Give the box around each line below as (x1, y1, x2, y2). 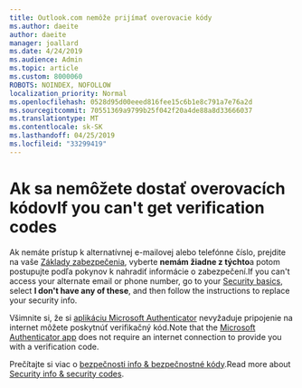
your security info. (9, 295, 78, 306)
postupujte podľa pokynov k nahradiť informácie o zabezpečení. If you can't (9, 266, 290, 277)
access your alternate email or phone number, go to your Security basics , (9, 275, 283, 286)
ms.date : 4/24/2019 (9, 47, 83, 56)
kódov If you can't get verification (9, 197, 265, 218)
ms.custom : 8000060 (9, 72, 83, 81)
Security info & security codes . (9, 368, 125, 379)
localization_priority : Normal (9, 89, 127, 98)
